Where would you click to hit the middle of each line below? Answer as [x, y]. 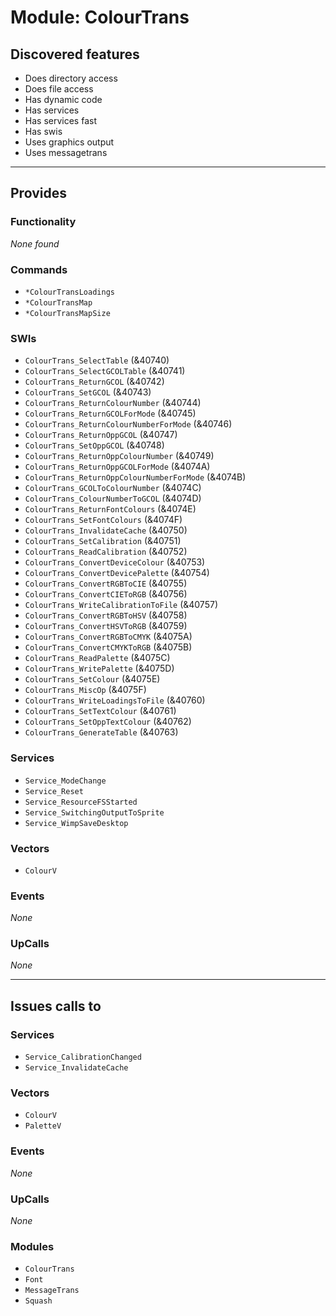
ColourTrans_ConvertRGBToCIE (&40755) [106, 583]
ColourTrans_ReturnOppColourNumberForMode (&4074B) [135, 477]
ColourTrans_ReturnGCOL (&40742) [94, 382]
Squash [38, 1301]
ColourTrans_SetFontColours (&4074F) [103, 520]
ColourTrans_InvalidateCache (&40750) [106, 530]
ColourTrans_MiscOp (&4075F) [85, 690]
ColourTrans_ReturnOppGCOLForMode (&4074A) [117, 467]
